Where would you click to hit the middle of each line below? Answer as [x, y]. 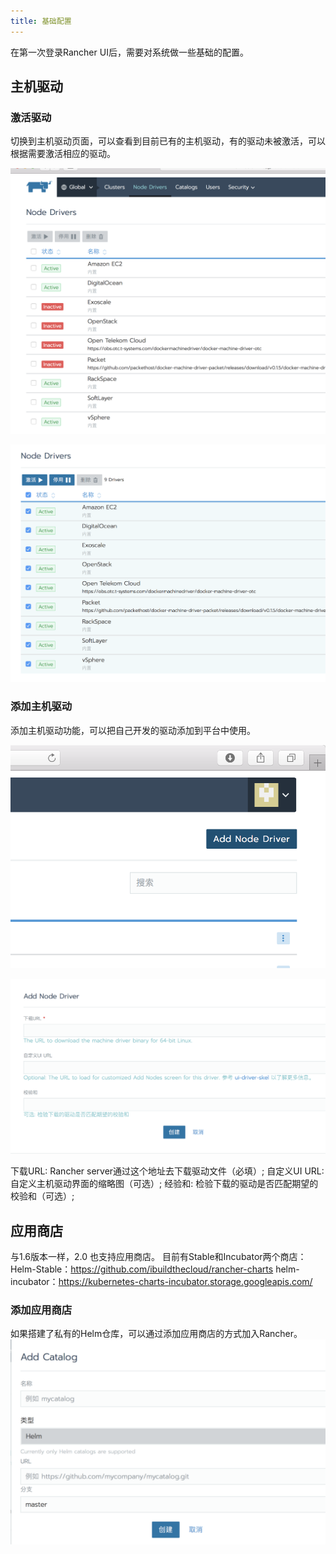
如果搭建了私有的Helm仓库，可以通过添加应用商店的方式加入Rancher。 [156, 1334]
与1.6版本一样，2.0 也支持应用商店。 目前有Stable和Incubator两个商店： [158, 1256]
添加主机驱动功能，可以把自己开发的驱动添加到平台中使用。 [133, 730]
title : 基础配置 [41, 21]
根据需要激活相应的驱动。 [63, 154]
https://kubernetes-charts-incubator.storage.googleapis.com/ [185, 1281]
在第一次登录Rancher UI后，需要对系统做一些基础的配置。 [129, 52]
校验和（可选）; [42, 1196]
